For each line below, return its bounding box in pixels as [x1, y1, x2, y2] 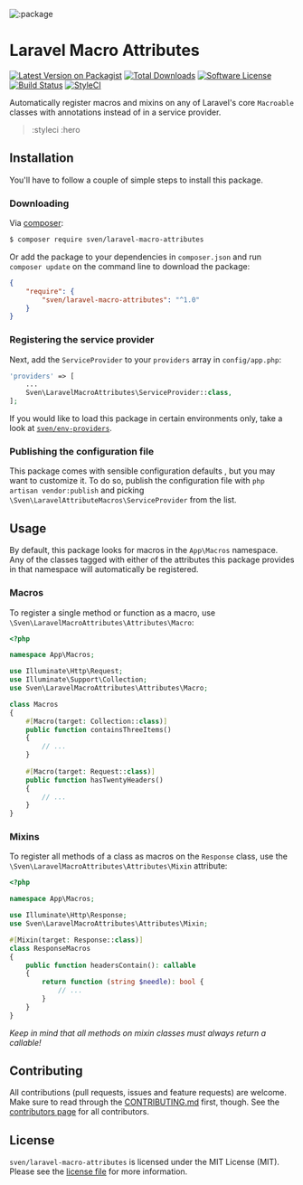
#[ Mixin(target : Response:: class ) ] [9, 936, 144, 945]
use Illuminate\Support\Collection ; [9, 675, 147, 684]
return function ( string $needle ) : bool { [42, 977, 204, 987]
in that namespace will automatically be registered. [9, 564, 199, 575]
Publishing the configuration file [9, 446, 155, 458]
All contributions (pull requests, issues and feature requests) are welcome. [9, 1087, 287, 1098]
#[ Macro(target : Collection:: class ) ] [25, 717, 168, 726]
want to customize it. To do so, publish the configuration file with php [9, 475, 265, 486]
